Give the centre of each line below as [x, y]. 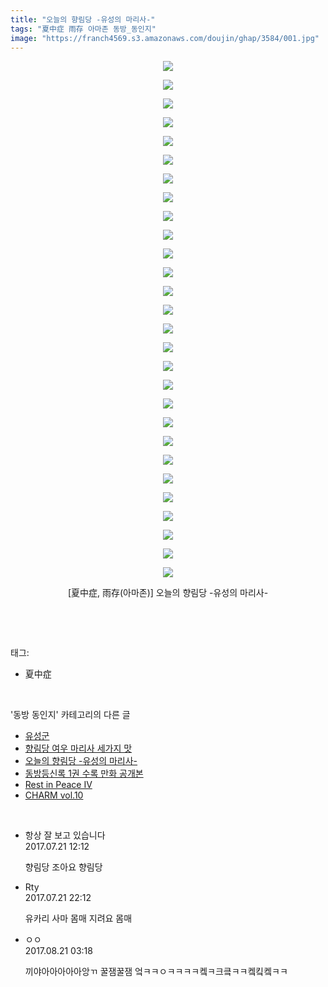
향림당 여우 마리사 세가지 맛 [78, 748]
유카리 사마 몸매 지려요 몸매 [78, 918]
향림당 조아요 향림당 [63, 867]
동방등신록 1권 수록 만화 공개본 [84, 773]
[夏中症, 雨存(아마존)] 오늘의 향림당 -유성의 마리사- [168, 593]
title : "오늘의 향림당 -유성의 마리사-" [83, 19]
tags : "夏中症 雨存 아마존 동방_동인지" [83, 29]
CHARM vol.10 [54, 795]
